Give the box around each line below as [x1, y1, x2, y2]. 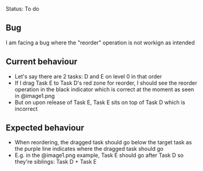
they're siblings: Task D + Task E [14, 158, 97, 166]
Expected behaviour [6, 123, 84, 133]
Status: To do [6, 5, 39, 12]
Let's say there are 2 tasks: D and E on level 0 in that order [14, 72, 163, 80]
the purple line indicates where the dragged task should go [14, 145, 164, 153]
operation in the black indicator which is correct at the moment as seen [14, 85, 194, 93]
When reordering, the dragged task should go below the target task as [14, 139, 192, 146]
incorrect [14, 105, 38, 112]
